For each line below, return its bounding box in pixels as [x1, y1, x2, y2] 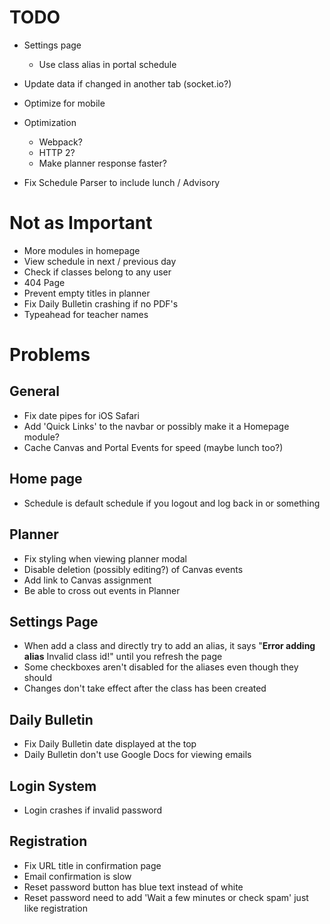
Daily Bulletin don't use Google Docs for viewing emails [23, 749, 252, 761]
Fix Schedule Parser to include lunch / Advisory [23, 176, 221, 188]
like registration [23, 902, 88, 914]
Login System [9, 777, 97, 795]
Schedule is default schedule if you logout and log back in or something [23, 497, 321, 509]
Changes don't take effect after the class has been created [23, 682, 267, 695]
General [9, 383, 61, 400]
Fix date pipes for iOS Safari [23, 409, 140, 421]
